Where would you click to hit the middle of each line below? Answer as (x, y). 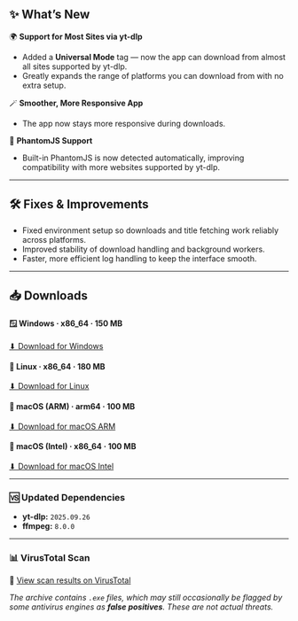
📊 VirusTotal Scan (50, 558)
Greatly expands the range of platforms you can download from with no (153, 75)
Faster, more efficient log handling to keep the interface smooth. (139, 258)
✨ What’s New (50, 15)
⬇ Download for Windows (56, 346)
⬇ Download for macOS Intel (62, 466)
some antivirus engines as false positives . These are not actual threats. (141, 607)
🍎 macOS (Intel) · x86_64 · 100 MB (73, 446)
